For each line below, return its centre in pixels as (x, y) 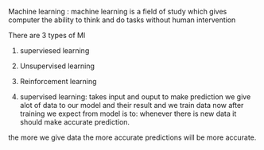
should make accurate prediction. (74, 122)
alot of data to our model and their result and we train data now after (132, 105)
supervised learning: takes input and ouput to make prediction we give (135, 97)
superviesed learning (54, 50)
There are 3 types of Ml (47, 35)
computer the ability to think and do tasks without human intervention (122, 20)
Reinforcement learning (58, 81)
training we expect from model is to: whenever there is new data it (128, 113)
